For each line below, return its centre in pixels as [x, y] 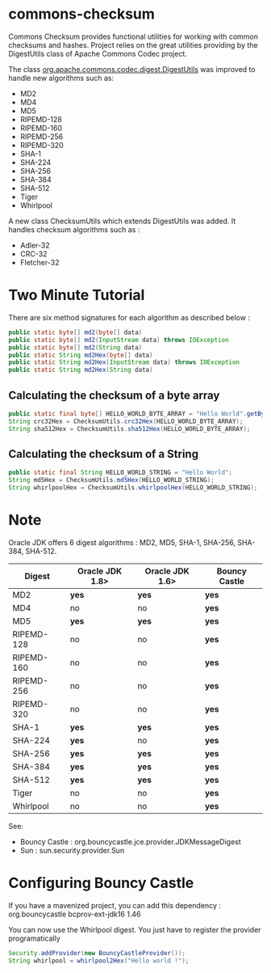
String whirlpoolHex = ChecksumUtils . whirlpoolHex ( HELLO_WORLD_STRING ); [133, 488]
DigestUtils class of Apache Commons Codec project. [98, 53]
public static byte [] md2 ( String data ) [75, 347]
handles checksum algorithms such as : [74, 229]
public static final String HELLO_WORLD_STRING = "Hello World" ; [120, 473]
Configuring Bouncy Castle [101, 883]
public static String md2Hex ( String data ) [81, 370]
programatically [34, 938]
